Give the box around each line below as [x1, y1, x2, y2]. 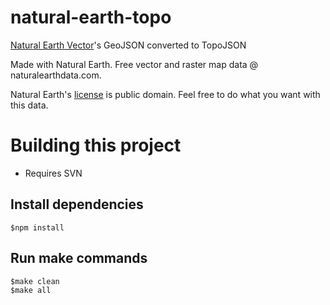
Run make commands [10, 250, 148, 267]
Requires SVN [24, 167, 83, 179]
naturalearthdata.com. [10, 69, 102, 81]
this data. [10, 99, 49, 111]
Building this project [10, 134, 182, 157]
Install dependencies [10, 196, 144, 213]
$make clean [10, 276, 60, 286]
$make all [10, 285, 52, 295]
